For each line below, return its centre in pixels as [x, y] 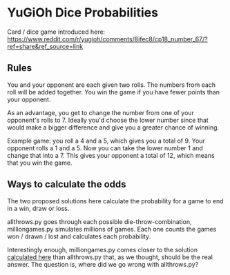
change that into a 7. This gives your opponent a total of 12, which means [111, 155]
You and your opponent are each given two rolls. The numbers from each [112, 85]
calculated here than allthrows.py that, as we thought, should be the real [110, 257]
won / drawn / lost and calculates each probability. [79, 236]
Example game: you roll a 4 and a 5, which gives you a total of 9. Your [106, 141]
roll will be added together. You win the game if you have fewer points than [113, 92]
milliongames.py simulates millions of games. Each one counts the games [112, 229]
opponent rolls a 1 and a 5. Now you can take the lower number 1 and [105, 148]
